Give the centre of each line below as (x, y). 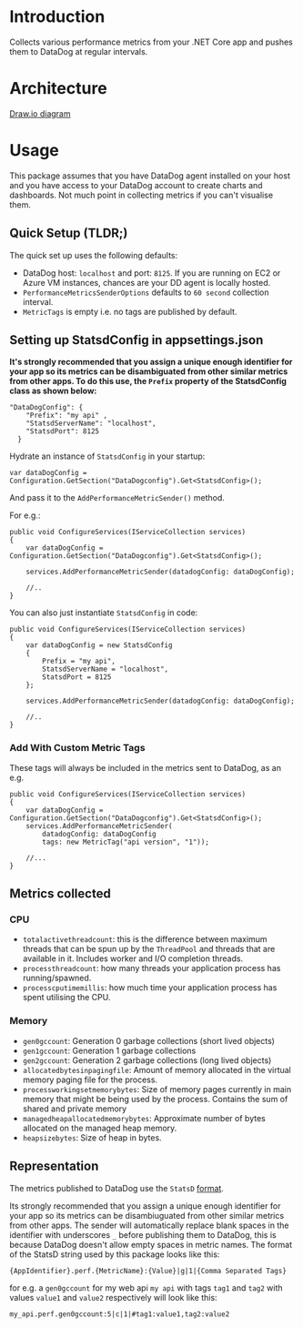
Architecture (58, 89)
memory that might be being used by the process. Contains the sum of (155, 1099)
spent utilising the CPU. (66, 998)
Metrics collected (60, 894)
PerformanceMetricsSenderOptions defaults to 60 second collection (146, 292)
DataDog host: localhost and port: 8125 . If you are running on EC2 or (151, 273)
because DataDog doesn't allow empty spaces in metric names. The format (151, 1244)
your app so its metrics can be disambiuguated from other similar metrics (147, 1215)
